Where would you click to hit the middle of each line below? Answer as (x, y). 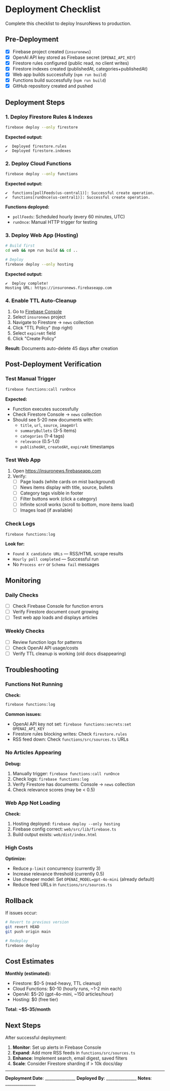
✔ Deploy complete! (27, 283)
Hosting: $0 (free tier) (35, 1000)
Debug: (13, 764)
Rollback (19, 900)
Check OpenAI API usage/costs (45, 648)
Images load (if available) (46, 510)
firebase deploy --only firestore (42, 127)
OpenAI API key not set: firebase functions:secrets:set (72, 724)
